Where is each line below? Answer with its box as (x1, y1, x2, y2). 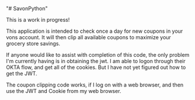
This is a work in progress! (6, 16, 70, 23)
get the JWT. (6, 70, 37, 77)
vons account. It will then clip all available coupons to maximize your (6, 34, 172, 40)
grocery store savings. (6, 40, 60, 47)
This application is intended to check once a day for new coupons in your (6, 27, 183, 35)
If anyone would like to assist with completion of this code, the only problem (6, 51, 190, 58)
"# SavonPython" (6, 5, 48, 12)
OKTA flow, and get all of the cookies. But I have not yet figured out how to (6, 64, 186, 71)
